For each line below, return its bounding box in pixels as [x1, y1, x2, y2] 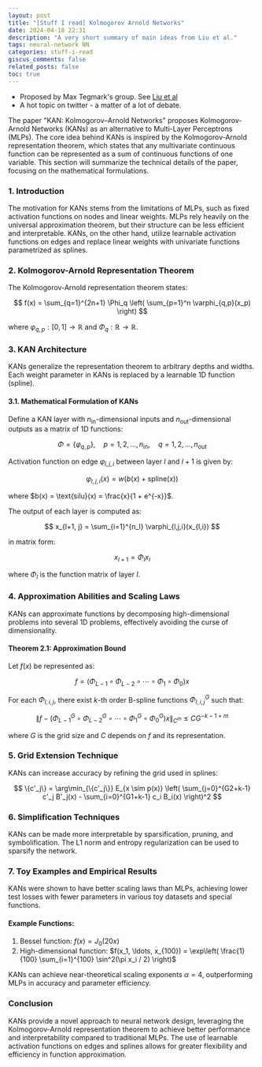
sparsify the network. [8, 846, 77, 856]
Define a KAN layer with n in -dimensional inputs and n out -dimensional [8, 414, 231, 426]
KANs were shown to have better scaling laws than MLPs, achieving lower [8, 884, 248, 894]
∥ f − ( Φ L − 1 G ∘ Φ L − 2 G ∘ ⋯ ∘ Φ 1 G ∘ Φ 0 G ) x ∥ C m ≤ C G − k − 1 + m [35, 712, 229, 725]
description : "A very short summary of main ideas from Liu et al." [8, 33, 238, 42]
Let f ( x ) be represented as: [8, 661, 95, 670]
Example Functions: [8, 918, 75, 927]
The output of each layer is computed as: [8, 506, 142, 516]
